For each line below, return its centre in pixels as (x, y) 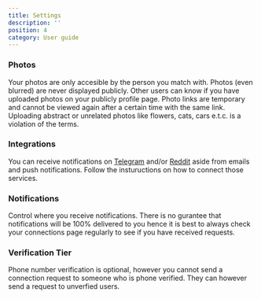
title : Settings (35, 15)
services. (23, 178)
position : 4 (28, 30)
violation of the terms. (44, 124)
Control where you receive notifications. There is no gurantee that (115, 216)
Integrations (32, 144)
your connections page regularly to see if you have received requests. (122, 232)
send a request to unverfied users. (64, 286)
